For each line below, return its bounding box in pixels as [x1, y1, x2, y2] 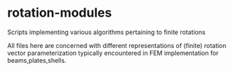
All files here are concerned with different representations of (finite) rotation [7, 41, 227, 49]
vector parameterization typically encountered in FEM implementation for [7, 49, 219, 57]
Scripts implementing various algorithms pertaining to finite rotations [7, 28, 206, 36]
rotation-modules [7, 5, 112, 21]
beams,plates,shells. [7, 56, 67, 64]
